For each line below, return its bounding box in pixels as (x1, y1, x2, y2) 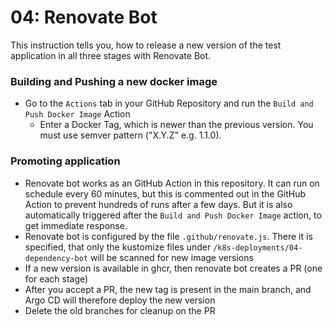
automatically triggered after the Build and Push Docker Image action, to (24, 209, 322, 221)
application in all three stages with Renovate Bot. (10, 49, 212, 61)
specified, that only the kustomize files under (24, 241, 212, 253)
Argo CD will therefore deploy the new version (24, 294, 216, 306)
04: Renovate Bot (10, 6, 158, 29)
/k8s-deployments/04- (213, 242, 303, 253)
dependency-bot (24, 253, 89, 263)
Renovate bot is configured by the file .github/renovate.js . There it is (24, 230, 313, 242)
